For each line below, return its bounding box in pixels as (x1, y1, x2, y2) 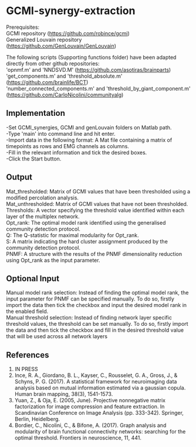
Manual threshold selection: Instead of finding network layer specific (6, 314, 172, 321)
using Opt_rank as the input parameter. (6, 256, 100, 263)
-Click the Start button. (6, 155, 62, 162)
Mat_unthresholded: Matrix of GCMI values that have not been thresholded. (6, 200, 188, 207)
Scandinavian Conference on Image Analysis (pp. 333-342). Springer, (14, 409, 184, 416)
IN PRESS (14, 366, 38, 373)
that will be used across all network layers (6, 333, 107, 340)
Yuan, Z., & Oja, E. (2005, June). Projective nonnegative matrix (14, 397, 166, 404)
